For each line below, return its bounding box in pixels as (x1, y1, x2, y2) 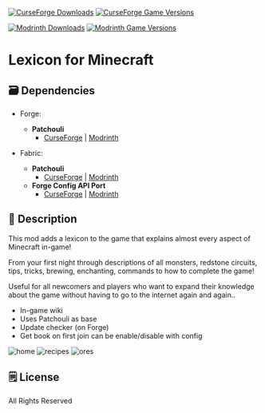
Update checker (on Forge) (19, 322, 109, 332)
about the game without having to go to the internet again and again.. (8, 290, 235, 300)
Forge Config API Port (31, 181, 106, 190)
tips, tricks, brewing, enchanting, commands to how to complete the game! (8, 266, 255, 276)
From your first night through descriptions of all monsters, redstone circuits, (8, 257, 258, 267)
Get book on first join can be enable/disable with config (19, 331, 203, 340)
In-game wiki (19, 305, 63, 315)
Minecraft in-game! (8, 242, 72, 252)
